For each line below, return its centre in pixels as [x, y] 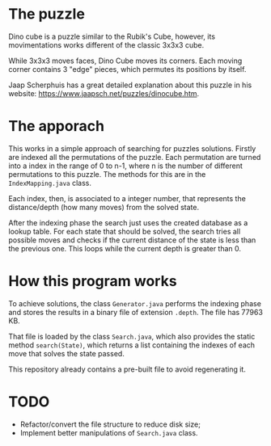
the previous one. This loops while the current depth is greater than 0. [125, 248]
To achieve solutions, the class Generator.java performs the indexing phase [135, 303]
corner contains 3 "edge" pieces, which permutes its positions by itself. [127, 69]
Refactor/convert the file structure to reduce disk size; [110, 424]
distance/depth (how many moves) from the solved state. [104, 207]
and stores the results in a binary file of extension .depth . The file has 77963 [135, 312]
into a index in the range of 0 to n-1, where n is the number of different [125, 166]
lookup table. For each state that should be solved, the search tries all [125, 231]
